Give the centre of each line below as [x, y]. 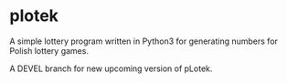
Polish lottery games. [49, 50]
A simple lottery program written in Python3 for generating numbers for [144, 41]
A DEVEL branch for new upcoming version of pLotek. [111, 68]
